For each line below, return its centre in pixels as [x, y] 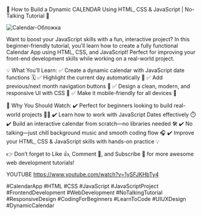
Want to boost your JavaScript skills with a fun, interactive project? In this [98, 39]
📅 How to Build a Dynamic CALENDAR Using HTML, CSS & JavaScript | [95, 9]
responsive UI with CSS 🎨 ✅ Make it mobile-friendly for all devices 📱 [92, 93]
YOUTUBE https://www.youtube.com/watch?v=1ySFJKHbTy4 [82, 174]
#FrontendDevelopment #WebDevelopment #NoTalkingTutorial [84, 193]
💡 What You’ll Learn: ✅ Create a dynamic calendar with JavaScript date [96, 70]
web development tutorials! [40, 163]
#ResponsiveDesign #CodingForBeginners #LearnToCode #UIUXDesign [96, 199]
